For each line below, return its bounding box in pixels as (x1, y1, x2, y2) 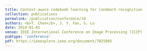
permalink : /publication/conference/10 (5, 16, 86, 21)
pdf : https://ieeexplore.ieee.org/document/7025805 (5, 39, 112, 44)
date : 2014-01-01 (5, 25, 40, 30)
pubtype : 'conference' (5, 34, 51, 39)
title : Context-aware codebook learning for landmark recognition (5, 7, 143, 12)
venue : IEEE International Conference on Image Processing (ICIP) (5, 30, 143, 34)
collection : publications (5, 12, 57, 17)
